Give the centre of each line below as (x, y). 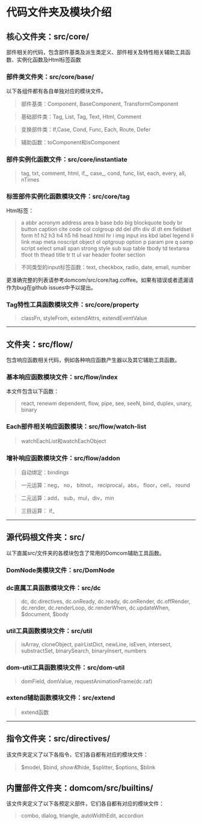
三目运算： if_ (38, 511)
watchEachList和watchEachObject (63, 441)
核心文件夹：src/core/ (48, 37)
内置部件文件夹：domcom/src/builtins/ (80, 788)
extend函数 (35, 712)
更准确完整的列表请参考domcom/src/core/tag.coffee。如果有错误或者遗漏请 (100, 280)
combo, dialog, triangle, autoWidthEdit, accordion (82, 816)
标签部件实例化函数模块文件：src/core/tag (68, 196)
